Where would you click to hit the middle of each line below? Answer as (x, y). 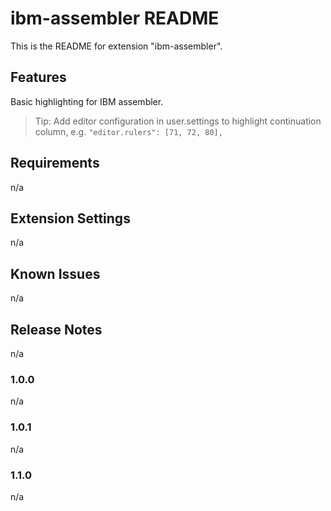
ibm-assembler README (115, 18)
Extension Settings (70, 218)
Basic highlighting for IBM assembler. (87, 101)
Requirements (55, 163)
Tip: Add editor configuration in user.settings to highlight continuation (178, 121)
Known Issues (55, 273)
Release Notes (56, 329)
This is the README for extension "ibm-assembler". (116, 46)
